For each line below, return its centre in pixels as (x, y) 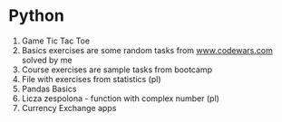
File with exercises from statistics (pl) (91, 79)
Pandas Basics (49, 89)
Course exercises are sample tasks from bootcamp (117, 70)
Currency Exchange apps (69, 108)
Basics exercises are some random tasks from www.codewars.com (147, 50)
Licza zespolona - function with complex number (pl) (120, 98)
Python (36, 16)
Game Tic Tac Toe (56, 41)
